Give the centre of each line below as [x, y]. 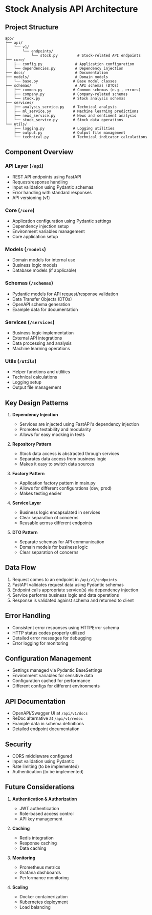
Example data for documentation [45, 309]
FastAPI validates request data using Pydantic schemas [68, 585]
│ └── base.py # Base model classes [61, 81]
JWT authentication [39, 808]
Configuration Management [48, 659]
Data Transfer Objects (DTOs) [42, 299]
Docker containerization [43, 896]
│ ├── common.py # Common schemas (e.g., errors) [73, 90]
